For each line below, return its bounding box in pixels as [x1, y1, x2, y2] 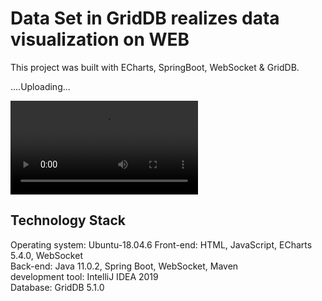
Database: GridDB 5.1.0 [10, 281, 105, 293]
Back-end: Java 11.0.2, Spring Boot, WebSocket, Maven [10, 260, 239, 272]
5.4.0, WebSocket [10, 249, 83, 261]
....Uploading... [10, 80, 71, 92]
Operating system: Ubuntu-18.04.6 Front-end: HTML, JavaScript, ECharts [10, 238, 313, 251]
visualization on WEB [10, 28, 190, 51]
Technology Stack [10, 212, 126, 229]
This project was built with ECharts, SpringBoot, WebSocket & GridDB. [10, 61, 300, 73]
